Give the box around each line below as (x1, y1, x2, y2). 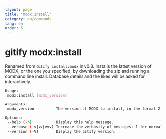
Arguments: (5, 102, 28, 106)
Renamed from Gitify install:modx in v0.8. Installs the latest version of (5, 63, 152, 69)
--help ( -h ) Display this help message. (7, 120, 114, 125)
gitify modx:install (5, 47, 82, 58)
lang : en (5, 21, 23, 26)
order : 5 (5, 26, 23, 31)
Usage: (5, 88, 19, 94)
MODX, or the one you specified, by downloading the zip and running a (5, 69, 150, 74)
